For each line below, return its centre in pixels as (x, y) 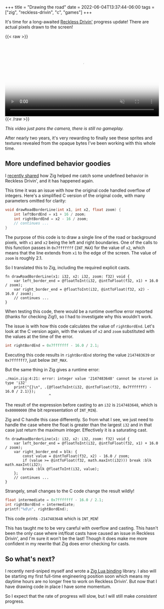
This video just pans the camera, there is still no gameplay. (64, 128)
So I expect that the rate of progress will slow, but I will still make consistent (81, 596)
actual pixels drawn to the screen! (39, 27)
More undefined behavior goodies (58, 164)
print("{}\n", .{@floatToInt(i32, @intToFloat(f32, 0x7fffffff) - (83, 387)
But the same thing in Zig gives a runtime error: (52, 370)
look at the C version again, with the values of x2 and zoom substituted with (80, 331)
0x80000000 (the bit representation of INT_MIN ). (51, 410)
